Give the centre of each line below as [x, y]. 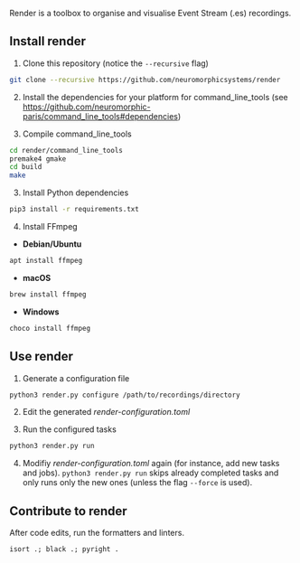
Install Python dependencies [75, 192]
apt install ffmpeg [46, 261]
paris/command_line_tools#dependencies [100, 116]
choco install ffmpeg [50, 328]
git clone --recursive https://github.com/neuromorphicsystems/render [145, 80]
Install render [47, 41]
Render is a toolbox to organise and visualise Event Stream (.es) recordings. [150, 13]
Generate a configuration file [76, 378]
